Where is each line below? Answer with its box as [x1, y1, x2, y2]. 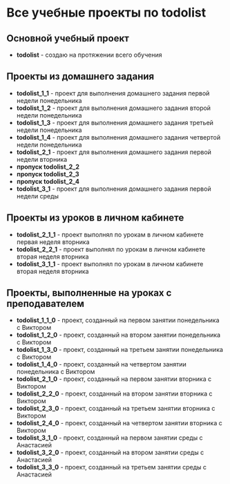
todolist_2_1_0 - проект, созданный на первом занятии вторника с [16, 375, 212, 383]
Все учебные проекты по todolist [6, 5, 207, 21]
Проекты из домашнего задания [6, 71, 155, 82]
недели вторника [16, 155, 68, 163]
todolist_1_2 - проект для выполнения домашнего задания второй [16, 104, 211, 112]
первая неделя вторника [16, 237, 90, 246]
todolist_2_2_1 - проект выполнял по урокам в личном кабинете [16, 245, 206, 253]
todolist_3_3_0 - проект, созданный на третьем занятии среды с [16, 463, 207, 472]
